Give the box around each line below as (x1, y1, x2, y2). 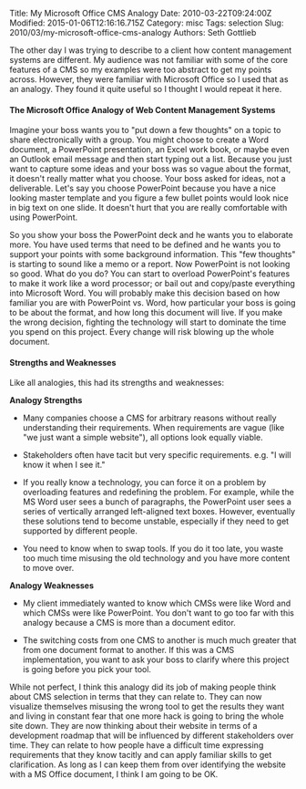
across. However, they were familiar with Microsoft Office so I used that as (9, 74, 289, 85)
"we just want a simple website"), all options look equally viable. (22, 432, 264, 443)
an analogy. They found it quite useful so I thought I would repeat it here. (9, 84, 282, 94)
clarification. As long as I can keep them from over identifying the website (9, 759, 287, 770)
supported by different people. (22, 525, 138, 536)
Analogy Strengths (9, 395, 83, 406)
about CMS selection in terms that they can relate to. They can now (9, 691, 262, 702)
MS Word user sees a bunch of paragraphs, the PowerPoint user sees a (22, 496, 291, 507)
